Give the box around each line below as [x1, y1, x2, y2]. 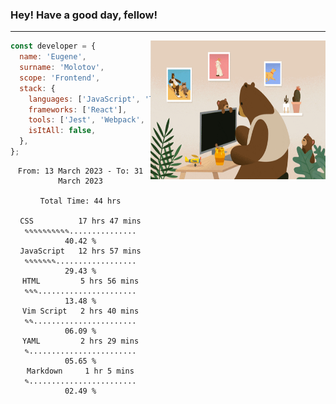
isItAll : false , [28, 126, 97, 136]
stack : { [19, 83, 56, 93]
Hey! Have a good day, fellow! [10, 8, 158, 22]
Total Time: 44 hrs [39, 196, 122, 206]
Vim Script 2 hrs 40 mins [21, 306, 140, 316]
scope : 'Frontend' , [19, 73, 101, 83]
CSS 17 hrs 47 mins [19, 216, 142, 226]
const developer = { [10, 41, 97, 52]
